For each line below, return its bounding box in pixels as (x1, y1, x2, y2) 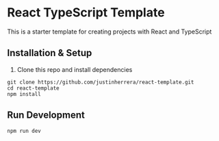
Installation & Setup (7, 47, 92, 59)
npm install (7, 90, 41, 97)
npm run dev (7, 127, 41, 134)
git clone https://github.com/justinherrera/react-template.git (7, 79, 194, 86)
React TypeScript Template (7, 5, 166, 21)
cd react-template (7, 84, 60, 92)
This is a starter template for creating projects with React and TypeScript (7, 27, 212, 36)
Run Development (7, 110, 86, 121)
